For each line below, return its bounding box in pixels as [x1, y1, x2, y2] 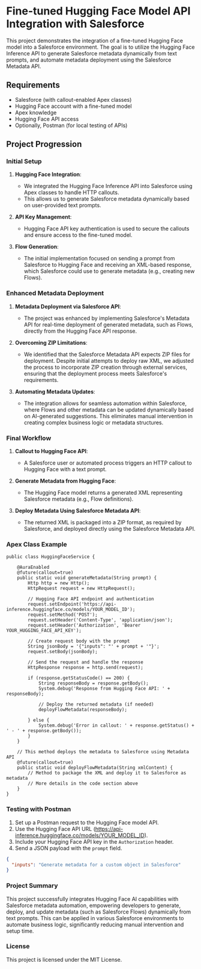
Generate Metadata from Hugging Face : [14, 477, 116, 485]
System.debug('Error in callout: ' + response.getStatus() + [38, 723, 195, 729]
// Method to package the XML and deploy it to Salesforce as [28, 770, 187, 776]
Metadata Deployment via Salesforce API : [14, 303, 121, 310]
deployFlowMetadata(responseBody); [38, 707, 128, 713]
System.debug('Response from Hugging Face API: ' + [38, 686, 170, 692]
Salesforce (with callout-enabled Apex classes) [14, 96, 132, 103]
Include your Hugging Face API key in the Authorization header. [14, 838, 174, 845]
